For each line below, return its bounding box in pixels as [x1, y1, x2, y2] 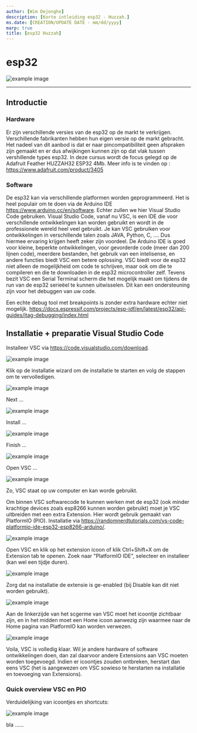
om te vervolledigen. [6, 373, 56, 380]
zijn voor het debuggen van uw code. [6, 288, 97, 295]
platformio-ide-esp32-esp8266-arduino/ [6, 523, 104, 530]
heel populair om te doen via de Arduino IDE [6, 200, 113, 207]
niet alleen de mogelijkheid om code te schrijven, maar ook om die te [6, 263, 172, 270]
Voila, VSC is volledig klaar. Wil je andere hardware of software [6, 645, 158, 653]
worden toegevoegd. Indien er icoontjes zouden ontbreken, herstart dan [6, 658, 181, 665]
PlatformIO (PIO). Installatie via [6, 517, 80, 524]
